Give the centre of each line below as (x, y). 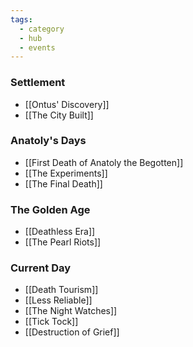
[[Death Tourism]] (61, 290)
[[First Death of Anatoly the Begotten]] (104, 162)
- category (42, 29)
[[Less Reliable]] (58, 300)
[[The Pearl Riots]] (63, 242)
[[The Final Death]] (63, 183)
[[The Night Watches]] (71, 311)
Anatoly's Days (48, 141)
